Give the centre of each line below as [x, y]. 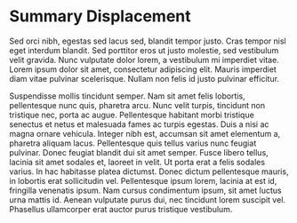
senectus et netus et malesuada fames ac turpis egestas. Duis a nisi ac [139, 124]
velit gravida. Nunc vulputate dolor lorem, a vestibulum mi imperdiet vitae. [144, 60]
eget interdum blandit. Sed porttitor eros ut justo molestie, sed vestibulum [144, 50]
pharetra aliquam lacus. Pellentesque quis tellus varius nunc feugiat [133, 143]
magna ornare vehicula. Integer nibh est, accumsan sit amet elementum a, [145, 133]
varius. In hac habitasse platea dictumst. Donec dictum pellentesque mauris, [149, 171]
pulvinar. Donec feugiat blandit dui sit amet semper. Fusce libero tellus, [139, 152]
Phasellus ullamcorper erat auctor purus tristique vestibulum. [121, 209]
